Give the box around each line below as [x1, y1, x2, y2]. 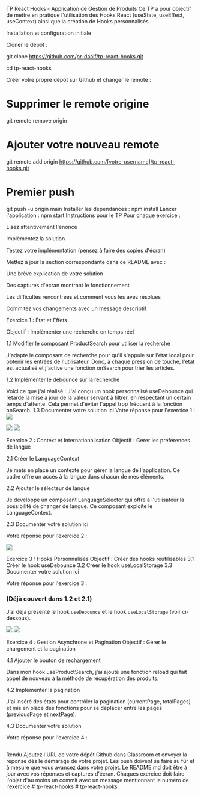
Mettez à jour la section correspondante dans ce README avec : [6, 258, 166, 265]
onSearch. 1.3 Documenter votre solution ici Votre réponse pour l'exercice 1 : [6, 406, 196, 414]
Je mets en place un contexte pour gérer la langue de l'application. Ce [6, 466, 180, 474]
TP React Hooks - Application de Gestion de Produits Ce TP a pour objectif [6, 5, 191, 12]
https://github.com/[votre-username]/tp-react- [59, 158, 175, 165]
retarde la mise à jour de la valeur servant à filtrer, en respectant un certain [6, 394, 191, 401]
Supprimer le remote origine [6, 97, 149, 111]
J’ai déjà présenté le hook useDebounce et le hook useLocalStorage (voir [6, 608, 181, 616]
